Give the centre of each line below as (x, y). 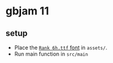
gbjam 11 (27, 11)
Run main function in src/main (51, 54)
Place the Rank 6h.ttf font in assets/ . (61, 47)
